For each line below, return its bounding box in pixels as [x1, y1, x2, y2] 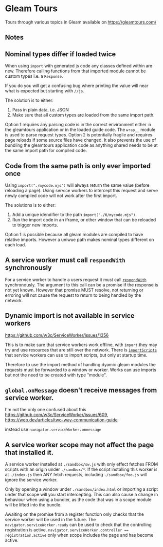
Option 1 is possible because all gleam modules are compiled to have [5, 231, 144, 237]
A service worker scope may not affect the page [5, 440, 154, 449]
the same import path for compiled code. [5, 148, 87, 153]
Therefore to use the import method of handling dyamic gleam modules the [5, 361, 156, 367]
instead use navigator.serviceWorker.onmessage [5, 426, 102, 433]
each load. [5, 241, 26, 247]
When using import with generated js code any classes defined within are [5, 63, 152, 69]
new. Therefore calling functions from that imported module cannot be [5, 68, 146, 74]
